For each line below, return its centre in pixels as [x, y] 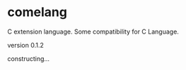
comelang [37, 12]
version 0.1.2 [25, 45]
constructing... [29, 58]
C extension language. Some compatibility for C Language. [93, 31]
